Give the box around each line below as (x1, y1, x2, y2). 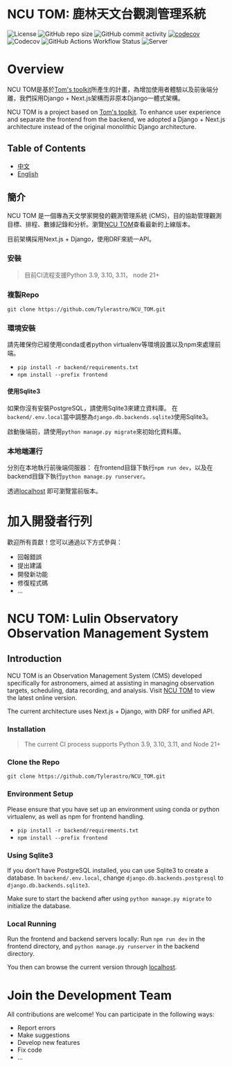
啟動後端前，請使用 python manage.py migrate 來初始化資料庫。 (7, 427, 185, 436)
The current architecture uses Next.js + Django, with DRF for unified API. (7, 707, 215, 715)
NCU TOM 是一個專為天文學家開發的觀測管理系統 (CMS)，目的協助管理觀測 (7, 211, 222, 219)
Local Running (7, 919, 57, 928)
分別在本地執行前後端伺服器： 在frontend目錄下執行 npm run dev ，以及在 (7, 463, 213, 472)
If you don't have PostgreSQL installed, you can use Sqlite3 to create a (7, 867, 209, 875)
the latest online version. (7, 693, 78, 701)
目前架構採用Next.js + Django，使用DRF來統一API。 (7, 234, 156, 243)
